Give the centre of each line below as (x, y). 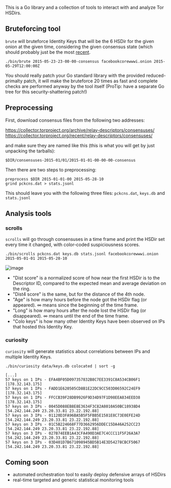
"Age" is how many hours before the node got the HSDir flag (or (80, 300)
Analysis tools (29, 214)
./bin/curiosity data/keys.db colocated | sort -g (60, 366)
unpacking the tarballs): (30, 151)
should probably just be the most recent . (48, 52)
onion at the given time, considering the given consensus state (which (79, 47)
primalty (14, 81)
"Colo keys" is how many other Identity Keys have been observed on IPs (89, 321)
